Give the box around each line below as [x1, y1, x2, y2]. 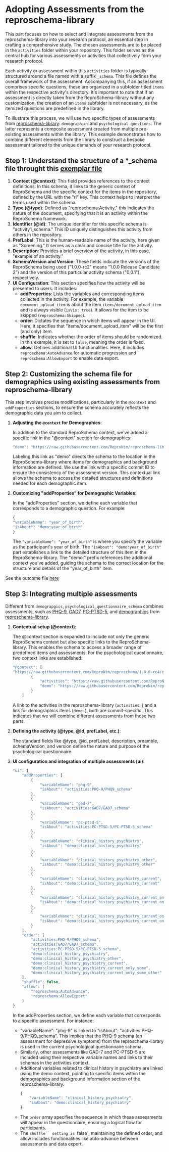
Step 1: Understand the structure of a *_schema [5, 157, 157, 165]
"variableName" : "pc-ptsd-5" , [39, 820, 103, 825]
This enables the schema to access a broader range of [28, 644, 142, 650]
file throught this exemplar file [5, 164, 102, 173]
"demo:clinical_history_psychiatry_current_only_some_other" [31, 970, 162, 975]
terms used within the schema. [12, 199, 77, 205]
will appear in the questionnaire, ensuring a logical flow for [20, 1120, 142, 1125]
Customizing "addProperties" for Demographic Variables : [12, 490, 137, 496]
